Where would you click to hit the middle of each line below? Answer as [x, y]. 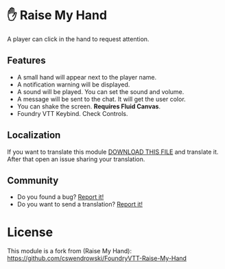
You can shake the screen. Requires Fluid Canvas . [89, 106]
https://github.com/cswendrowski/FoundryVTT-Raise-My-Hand [97, 258]
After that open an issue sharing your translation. [76, 159]
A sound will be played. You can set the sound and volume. [100, 91]
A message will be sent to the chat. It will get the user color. [102, 99]
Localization [34, 136]
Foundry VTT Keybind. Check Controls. [72, 113]
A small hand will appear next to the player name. [86, 77]
